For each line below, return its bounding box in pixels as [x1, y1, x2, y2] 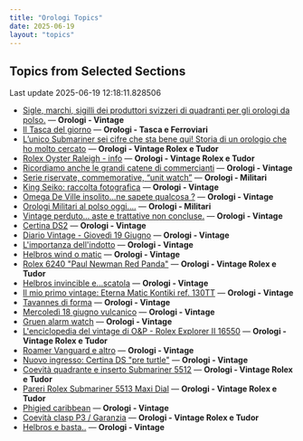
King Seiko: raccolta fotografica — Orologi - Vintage [22, 182, 220, 192]
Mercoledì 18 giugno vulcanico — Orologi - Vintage [22, 306, 215, 317]
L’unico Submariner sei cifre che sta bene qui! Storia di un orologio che [22, 134, 288, 145]
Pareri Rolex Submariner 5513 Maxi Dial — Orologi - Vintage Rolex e [22, 383, 278, 394]
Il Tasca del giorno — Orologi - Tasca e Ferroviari [22, 124, 208, 136]
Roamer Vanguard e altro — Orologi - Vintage [22, 345, 194, 356]
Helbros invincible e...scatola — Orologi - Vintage [22, 277, 209, 289]
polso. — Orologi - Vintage [22, 115, 125, 126]
